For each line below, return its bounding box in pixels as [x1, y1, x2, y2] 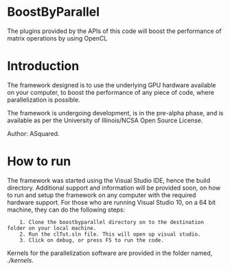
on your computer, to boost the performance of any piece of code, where [7, 88, 215, 96]
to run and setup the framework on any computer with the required [7, 190, 196, 199]
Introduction [7, 58, 80, 74]
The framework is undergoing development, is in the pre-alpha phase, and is [7, 109, 224, 117]
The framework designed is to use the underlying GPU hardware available [7, 80, 216, 89]
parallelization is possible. [7, 95, 80, 104]
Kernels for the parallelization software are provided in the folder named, [7, 249, 213, 257]
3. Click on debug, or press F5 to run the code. [19, 236, 165, 244]
